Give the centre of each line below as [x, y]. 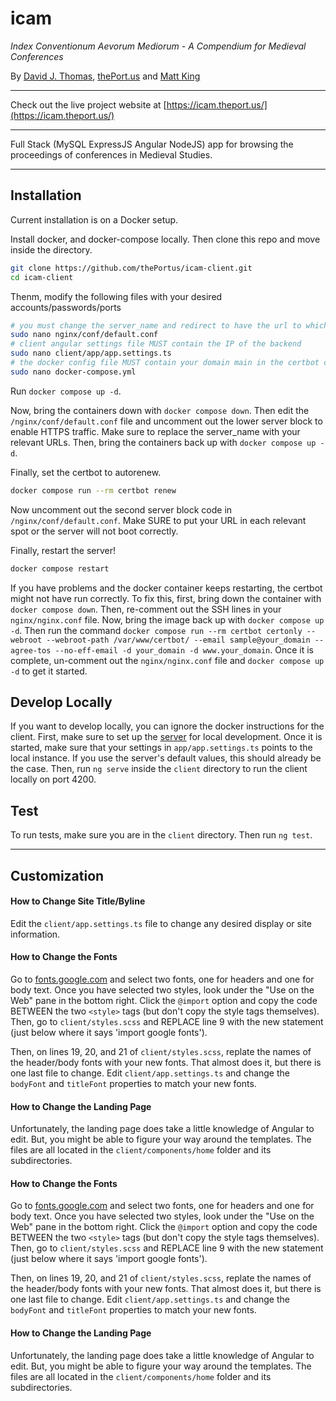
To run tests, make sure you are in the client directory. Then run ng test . [161, 835]
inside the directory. [51, 249]
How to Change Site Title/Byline [78, 901]
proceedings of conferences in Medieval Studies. [111, 154]
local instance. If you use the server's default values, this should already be [166, 758]
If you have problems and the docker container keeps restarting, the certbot [166, 588]
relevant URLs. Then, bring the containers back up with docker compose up [163, 442]
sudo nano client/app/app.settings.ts [91, 353]
